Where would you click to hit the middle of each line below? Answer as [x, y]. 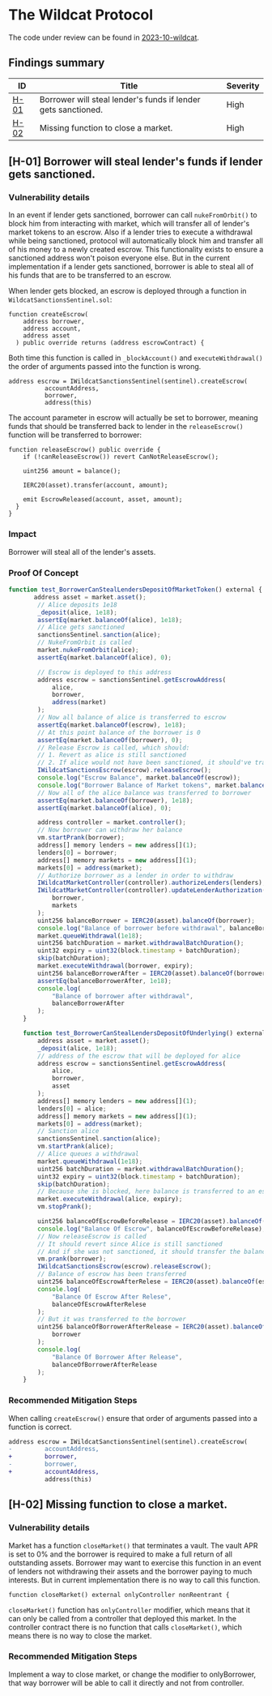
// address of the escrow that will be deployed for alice [139, 1056]
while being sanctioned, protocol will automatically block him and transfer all [136, 241]
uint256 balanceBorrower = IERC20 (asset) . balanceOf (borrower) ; [146, 921]
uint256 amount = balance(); [72, 471]
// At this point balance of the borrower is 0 [119, 732]
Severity [243, 85]
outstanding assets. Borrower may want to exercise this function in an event [135, 1562]
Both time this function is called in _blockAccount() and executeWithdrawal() [136, 358]
